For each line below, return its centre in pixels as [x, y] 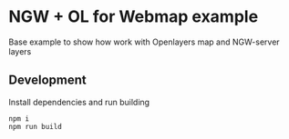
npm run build [36, 126]
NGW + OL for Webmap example [134, 17]
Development [48, 80]
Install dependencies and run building [79, 102]
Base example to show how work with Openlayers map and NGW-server [144, 42]
